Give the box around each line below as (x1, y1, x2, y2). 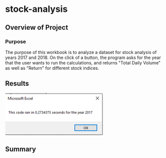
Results (5, 79, 29, 88)
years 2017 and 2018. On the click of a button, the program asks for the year (5, 54, 161, 60)
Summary (5, 145, 36, 154)
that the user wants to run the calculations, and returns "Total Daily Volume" (5, 59, 161, 65)
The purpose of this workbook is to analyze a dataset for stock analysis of (5, 49, 157, 55)
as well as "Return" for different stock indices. (5, 65, 99, 71)
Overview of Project (5, 23, 69, 32)
